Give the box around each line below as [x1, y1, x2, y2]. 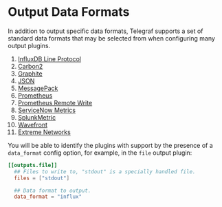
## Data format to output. [14, 187, 91, 194]
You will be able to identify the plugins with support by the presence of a [8, 141, 214, 149]
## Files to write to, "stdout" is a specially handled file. [14, 168, 196, 175]
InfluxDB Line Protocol [17, 54, 82, 63]
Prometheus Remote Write [17, 98, 93, 107]
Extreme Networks [17, 128, 71, 136]
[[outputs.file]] [8, 162, 58, 168]
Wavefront [17, 120, 47, 129]
